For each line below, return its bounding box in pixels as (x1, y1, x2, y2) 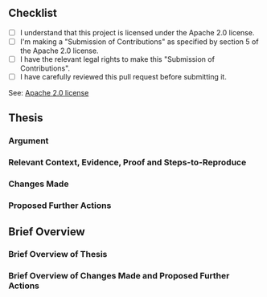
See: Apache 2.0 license (8, 88, 89, 98)
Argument (8, 136, 49, 147)
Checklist (8, 6, 58, 20)
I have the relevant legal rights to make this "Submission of (19, 54, 216, 63)
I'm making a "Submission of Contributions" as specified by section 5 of (19, 36, 259, 47)
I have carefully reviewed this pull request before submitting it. (19, 72, 227, 81)
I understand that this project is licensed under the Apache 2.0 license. (19, 27, 255, 37)
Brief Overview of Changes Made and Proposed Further (8, 271, 230, 282)
